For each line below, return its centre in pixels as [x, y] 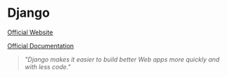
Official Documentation [41, 45]
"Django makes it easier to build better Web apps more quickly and [122, 59]
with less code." [48, 66]
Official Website [30, 32]
